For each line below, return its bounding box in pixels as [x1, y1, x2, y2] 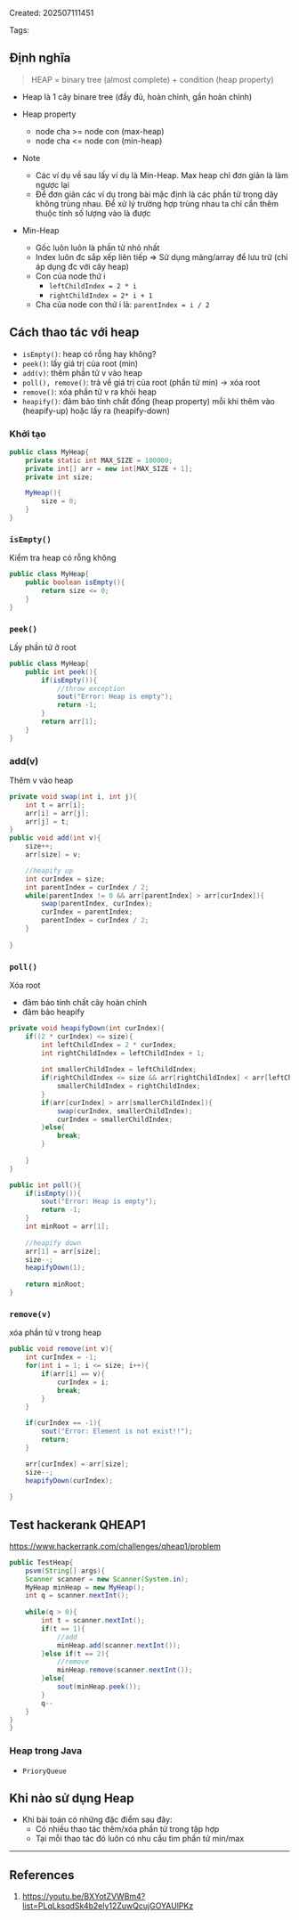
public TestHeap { [9, 1558, 74, 1566]
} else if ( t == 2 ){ [41, 1649, 109, 1658]
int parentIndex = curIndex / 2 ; [25, 883, 149, 891]
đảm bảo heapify [21, 1006, 85, 1017]
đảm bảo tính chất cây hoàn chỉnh [21, 997, 148, 1007]
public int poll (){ [9, 1180, 82, 1190]
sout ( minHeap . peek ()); [56, 1682, 141, 1691]
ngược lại [35, 179, 69, 190]
